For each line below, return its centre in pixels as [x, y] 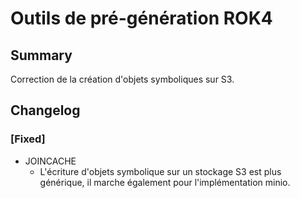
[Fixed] [28, 139]
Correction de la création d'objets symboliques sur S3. [122, 79]
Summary [41, 55]
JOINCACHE [50, 161]
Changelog [45, 110]
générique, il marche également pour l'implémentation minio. [165, 182]
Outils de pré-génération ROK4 [141, 18]
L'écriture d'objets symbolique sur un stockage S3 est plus [160, 171]
